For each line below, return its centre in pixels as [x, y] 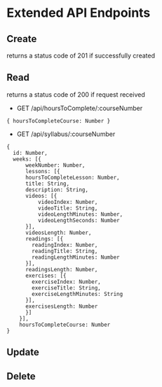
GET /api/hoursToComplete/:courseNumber [80, 108]
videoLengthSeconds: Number [79, 220]
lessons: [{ [42, 171]
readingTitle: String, [65, 251]
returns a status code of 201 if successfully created [81, 55]
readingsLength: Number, [61, 269]
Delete [21, 376]
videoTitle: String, [68, 208]
